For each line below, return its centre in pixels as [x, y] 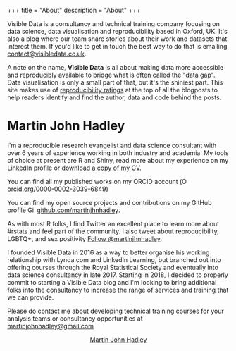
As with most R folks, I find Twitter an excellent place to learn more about [113, 223]
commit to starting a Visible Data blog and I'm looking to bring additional [112, 282]
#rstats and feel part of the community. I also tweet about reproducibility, [113, 231]
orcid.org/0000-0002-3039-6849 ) [58, 189]
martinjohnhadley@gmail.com [50, 326]
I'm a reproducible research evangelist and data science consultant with [112, 145]
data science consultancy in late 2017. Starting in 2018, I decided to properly [118, 275]
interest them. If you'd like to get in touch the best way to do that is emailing [117, 46]
